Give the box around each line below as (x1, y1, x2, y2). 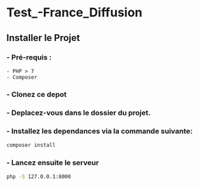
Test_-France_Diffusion (6, 5, 143, 20)
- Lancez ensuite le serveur (6, 158, 99, 167)
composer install (6, 142, 56, 149)
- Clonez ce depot (6, 89, 67, 99)
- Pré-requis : (6, 53, 52, 62)
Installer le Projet (6, 32, 80, 44)
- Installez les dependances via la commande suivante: (6, 126, 193, 136)
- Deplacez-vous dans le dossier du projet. (6, 108, 151, 117)
